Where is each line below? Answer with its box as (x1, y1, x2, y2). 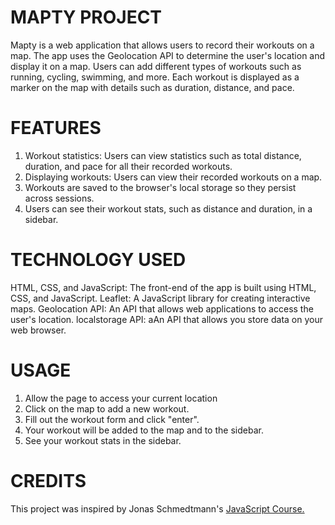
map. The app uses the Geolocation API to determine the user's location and (10, 49, 326, 61)
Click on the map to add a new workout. (24, 402, 190, 415)
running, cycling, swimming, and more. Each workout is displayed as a (10, 71, 300, 83)
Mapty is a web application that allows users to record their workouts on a (10, 39, 315, 51)
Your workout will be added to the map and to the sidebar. (24, 424, 264, 436)
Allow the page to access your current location (24, 392, 218, 404)
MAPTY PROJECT (10, 6, 163, 29)
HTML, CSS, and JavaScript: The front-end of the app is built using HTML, (10, 281, 317, 293)
